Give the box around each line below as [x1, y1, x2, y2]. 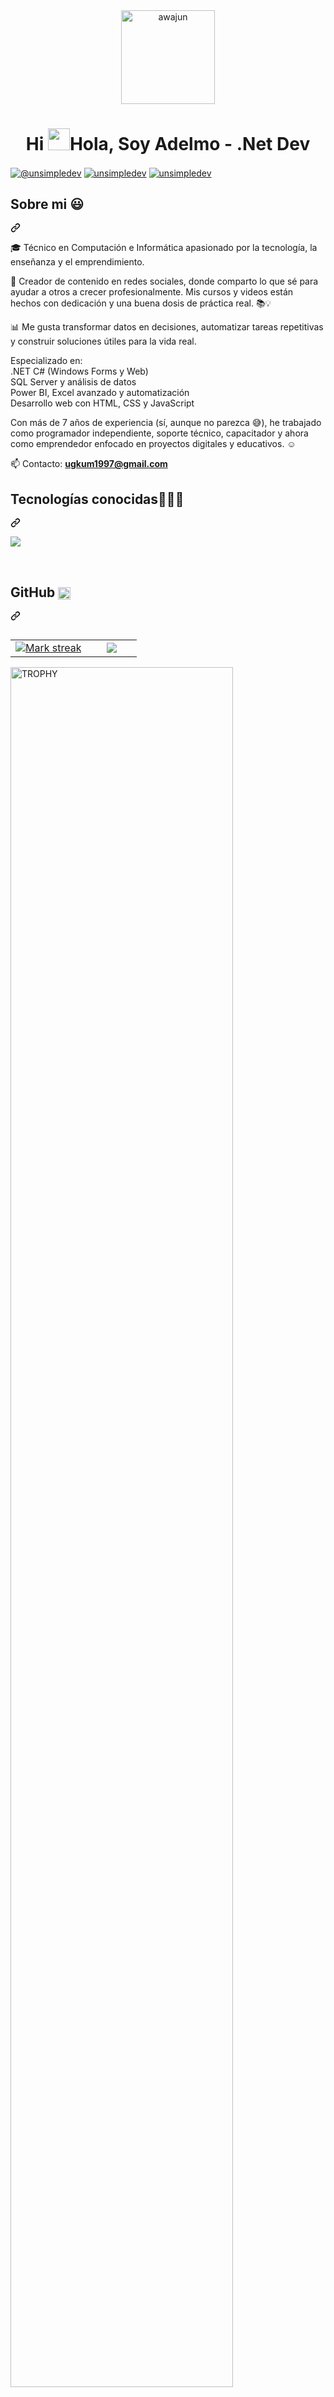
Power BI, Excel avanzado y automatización [10, 387, 190, 399]
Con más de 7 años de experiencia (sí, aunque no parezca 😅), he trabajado [10, 417, 322, 429]
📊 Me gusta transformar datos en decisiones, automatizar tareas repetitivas [10, 321, 324, 333]
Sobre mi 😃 [10, 196, 85, 213]
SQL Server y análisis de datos [10, 376, 137, 388]
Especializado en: [10, 355, 83, 367]
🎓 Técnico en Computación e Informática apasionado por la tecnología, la [10, 242, 318, 254]
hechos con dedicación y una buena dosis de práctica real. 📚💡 [10, 297, 272, 309]
